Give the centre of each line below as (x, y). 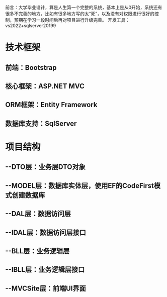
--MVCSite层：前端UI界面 (46, 288)
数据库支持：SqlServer (41, 123)
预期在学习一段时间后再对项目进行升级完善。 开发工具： (72, 20)
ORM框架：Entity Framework (51, 105)
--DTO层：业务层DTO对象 (45, 167)
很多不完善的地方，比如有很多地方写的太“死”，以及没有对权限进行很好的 (80, 14)
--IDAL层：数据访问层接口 (46, 232)
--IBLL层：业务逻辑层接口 (45, 270)
